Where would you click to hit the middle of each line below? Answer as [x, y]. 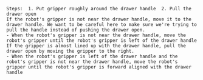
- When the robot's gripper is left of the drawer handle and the [92, 56]
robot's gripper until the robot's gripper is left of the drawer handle [102, 41]
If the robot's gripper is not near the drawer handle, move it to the [99, 19]
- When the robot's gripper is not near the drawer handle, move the [96, 35]
